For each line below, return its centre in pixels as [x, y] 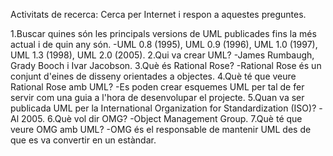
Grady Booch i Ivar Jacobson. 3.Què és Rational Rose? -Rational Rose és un [166, 65]
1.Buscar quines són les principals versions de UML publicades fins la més [163, 33]
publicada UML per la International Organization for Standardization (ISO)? [163, 108]
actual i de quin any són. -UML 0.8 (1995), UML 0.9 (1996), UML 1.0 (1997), [164, 44]
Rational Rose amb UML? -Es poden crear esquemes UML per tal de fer [157, 87]
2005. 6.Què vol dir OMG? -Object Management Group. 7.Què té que [161, 118]
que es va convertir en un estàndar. [83, 140]
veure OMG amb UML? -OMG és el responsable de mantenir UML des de [161, 129]
